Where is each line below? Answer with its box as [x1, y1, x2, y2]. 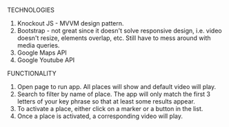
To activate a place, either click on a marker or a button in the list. [17, 105, 203, 113]
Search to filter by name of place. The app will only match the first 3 [17, 90, 211, 98]
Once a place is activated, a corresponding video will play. [17, 112, 183, 120]
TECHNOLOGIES [7, 6, 55, 14]
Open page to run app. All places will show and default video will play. [17, 83, 217, 90]
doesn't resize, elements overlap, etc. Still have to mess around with [17, 34, 212, 42]
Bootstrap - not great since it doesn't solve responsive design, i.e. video [17, 27, 222, 35]
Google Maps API [17, 48, 67, 57]
